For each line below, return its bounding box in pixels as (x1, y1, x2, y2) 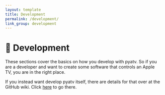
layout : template (5, 7, 41, 12)
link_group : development (5, 21, 57, 26)
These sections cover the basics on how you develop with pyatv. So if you (5, 59, 158, 65)
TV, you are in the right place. (5, 69, 66, 75)
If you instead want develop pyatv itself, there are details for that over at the (5, 79, 161, 85)
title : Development (5, 12, 46, 17)
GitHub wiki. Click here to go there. (5, 84, 77, 90)
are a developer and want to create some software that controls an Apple (5, 64, 155, 70)
